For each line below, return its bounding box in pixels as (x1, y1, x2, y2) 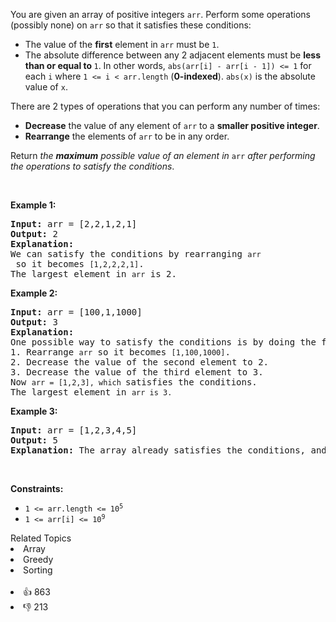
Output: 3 (10, 317, 58, 328)
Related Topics (10, 532, 72, 544)
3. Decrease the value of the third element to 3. (10, 367, 264, 378)
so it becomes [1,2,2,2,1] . (15, 259, 145, 269)
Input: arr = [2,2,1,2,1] (10, 219, 138, 229)
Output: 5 (10, 435, 58, 446)
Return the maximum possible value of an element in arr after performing (10, 150, 316, 161)
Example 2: (10, 287, 58, 299)
